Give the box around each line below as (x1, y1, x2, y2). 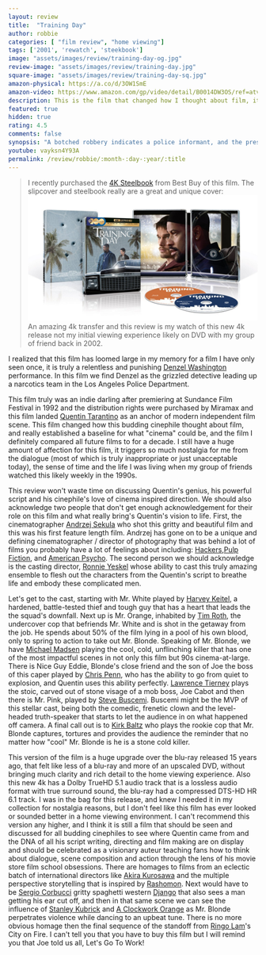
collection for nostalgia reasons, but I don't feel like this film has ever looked (8, 804, 256, 813)
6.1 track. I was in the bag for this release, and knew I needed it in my (8, 795, 234, 804)
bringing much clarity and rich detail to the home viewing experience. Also (8, 769, 251, 779)
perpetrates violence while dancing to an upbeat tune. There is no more (8, 913, 242, 922)
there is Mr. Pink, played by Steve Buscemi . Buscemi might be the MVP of (8, 695, 248, 705)
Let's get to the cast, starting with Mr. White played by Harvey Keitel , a (8, 594, 238, 604)
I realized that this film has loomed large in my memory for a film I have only (8, 354, 255, 364)
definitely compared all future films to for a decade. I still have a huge (8, 437, 235, 447)
